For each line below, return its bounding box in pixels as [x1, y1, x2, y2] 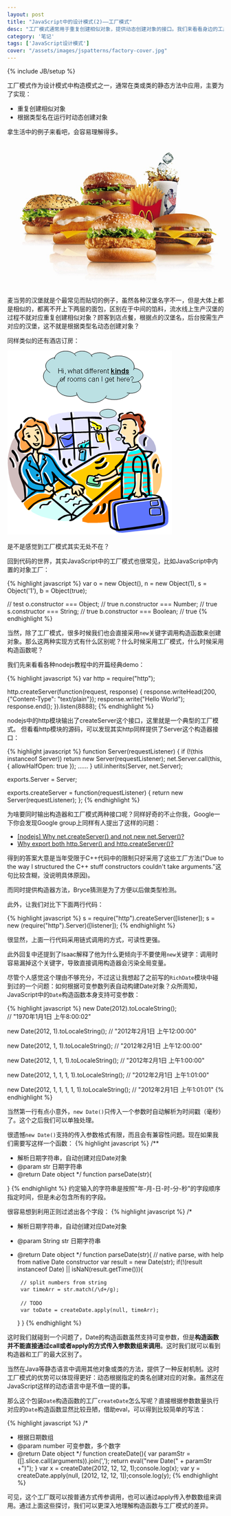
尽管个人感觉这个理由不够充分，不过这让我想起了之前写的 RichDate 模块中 [7, 974, 213, 982]
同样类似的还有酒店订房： [7, 337, 80, 345]
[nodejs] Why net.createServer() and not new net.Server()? [16, 833, 184, 841]
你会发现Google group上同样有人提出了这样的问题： [12, 819, 161, 827]
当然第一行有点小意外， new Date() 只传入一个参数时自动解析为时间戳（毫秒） [7, 1108, 222, 1116]
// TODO [20, 1300, 43, 1307]
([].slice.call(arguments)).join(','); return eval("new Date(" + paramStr [16, 1457, 212, 1465]
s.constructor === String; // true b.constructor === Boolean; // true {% [7, 607, 208, 615]
